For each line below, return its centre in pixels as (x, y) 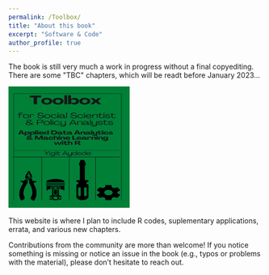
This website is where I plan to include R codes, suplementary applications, (134, 221)
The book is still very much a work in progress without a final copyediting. (131, 67)
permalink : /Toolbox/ (45, 17)
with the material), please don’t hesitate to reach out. (96, 262)
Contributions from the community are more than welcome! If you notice (128, 245)
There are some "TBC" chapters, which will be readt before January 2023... (134, 75)
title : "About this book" (52, 25)
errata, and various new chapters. (65, 230)
